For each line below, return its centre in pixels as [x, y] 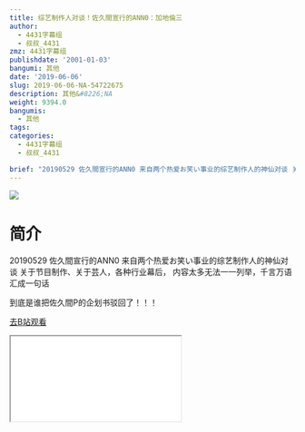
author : [24, 26]
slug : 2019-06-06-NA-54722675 [67, 85]
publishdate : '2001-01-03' [60, 60]
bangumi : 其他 [35, 69]
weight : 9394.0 [38, 102]
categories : [32, 136]
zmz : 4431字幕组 [38, 52]
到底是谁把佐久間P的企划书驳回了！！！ [84, 303]
